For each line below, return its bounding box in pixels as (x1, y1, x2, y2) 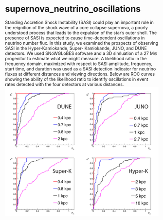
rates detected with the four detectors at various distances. (5, 81, 124, 87)
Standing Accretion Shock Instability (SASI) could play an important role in (5, 19, 154, 25)
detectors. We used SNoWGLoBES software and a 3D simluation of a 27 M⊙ (5, 50, 158, 56)
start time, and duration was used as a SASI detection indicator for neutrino (5, 66, 156, 71)
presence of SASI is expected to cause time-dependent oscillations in (5, 35, 145, 41)
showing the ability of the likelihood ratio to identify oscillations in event (5, 76, 148, 82)
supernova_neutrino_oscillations (5, 3, 141, 15)
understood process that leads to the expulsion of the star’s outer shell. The (5, 30, 157, 35)
